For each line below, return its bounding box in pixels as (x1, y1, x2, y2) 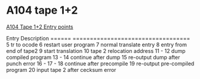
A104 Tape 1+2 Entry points (6, 23, 73, 30)
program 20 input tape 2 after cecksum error (6, 66, 116, 73)
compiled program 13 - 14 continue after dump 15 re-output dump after (6, 53, 180, 61)
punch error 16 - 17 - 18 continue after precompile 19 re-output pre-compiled (6, 60, 195, 67)
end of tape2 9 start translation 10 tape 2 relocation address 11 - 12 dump (6, 47, 186, 54)
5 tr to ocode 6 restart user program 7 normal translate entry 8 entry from (6, 41, 187, 48)
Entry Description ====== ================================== (6, 34, 190, 42)
